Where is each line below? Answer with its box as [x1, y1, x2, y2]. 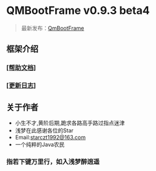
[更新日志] [6, 81, 36, 90]
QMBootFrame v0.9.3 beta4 [6, 4, 150, 18]
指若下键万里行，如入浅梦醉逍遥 [6, 157, 100, 166]
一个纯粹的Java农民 [15, 141, 65, 148]
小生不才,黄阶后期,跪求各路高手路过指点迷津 [15, 119, 125, 126]
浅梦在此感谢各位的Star [15, 127, 74, 134]
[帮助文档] [6, 64, 36, 72]
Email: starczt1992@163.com [15, 133, 86, 141]
